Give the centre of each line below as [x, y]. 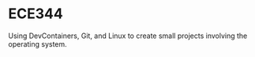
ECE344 [36, 14]
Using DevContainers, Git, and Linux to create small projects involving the [128, 36]
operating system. [37, 44]
